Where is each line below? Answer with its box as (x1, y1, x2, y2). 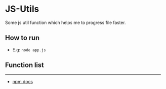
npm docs (12, 78, 33, 84)
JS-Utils (5, 3, 40, 15)
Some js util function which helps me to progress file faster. (5, 20, 126, 25)
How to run (5, 34, 40, 42)
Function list (5, 61, 44, 69)
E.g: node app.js (12, 46, 46, 52)
